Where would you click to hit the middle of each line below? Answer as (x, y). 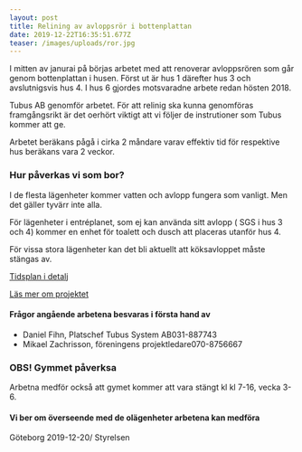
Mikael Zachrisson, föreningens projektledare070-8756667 (132, 344)
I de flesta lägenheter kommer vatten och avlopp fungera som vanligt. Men (148, 194)
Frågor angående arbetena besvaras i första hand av (110, 315)
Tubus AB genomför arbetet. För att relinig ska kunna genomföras (132, 106)
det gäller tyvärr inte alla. (56, 204)
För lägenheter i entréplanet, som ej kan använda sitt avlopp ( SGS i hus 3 (146, 221)
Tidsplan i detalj (39, 276)
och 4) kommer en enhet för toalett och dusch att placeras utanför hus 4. (146, 231)
